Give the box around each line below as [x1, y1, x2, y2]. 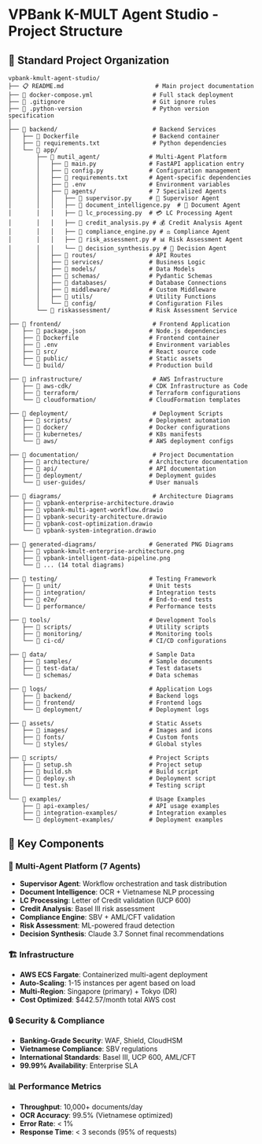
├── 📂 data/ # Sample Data [8, 651, 195, 659]
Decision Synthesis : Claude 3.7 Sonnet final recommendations [19, 928, 224, 938]
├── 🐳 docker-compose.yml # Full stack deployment [8, 91, 234, 99]
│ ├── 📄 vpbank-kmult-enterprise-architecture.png [8, 548, 185, 555]
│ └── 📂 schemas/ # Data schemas [8, 671, 199, 679]
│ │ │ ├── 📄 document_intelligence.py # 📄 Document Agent [8, 201, 242, 209]
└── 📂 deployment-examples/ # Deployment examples [22, 816, 223, 824]
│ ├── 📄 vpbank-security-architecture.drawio [8, 513, 168, 521]
